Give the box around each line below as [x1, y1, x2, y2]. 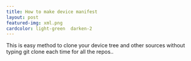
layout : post [6, 14, 39, 20]
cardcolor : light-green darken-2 [6, 25, 93, 32]
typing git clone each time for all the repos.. [6, 48, 114, 56]
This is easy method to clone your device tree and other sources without [6, 42, 186, 49]
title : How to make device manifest [6, 8, 98, 15]
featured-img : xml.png [6, 20, 63, 26]
